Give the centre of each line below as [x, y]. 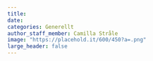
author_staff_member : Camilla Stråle [63, 33]
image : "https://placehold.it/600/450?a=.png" [77, 40]
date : [15, 20]
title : [17, 14]
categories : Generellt [41, 27]
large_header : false [38, 46]
